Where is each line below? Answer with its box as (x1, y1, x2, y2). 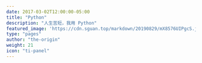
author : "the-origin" (6, 37, 61, 43)
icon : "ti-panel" (6, 48, 50, 54)
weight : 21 (6, 43, 34, 49)
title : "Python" (6, 14, 47, 20)
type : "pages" (6, 31, 42, 37)
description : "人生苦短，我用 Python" (6, 20, 97, 26)
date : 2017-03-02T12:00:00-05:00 (6, 8, 90, 15)
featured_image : (6, 25, 47, 32)
